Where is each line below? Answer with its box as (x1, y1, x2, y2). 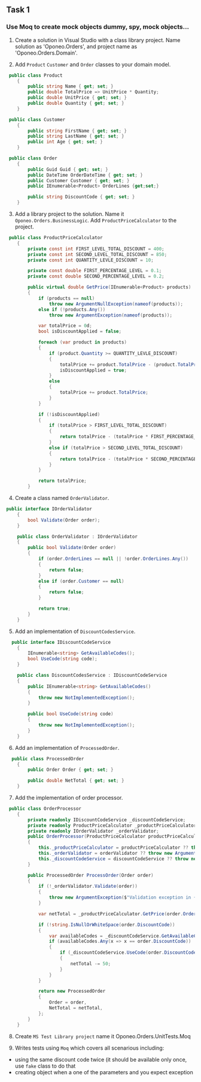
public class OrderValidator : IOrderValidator (17, 534, 138, 540)
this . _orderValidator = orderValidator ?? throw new (38, 851, 172, 857)
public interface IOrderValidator (6, 506, 93, 512)
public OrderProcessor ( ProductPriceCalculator (28, 833, 146, 840)
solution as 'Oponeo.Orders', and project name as (14, 43, 138, 50)
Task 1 (6, 5, 30, 15)
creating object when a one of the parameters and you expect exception (14, 1068, 193, 1075)
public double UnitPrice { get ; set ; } (28, 95, 127, 101)
